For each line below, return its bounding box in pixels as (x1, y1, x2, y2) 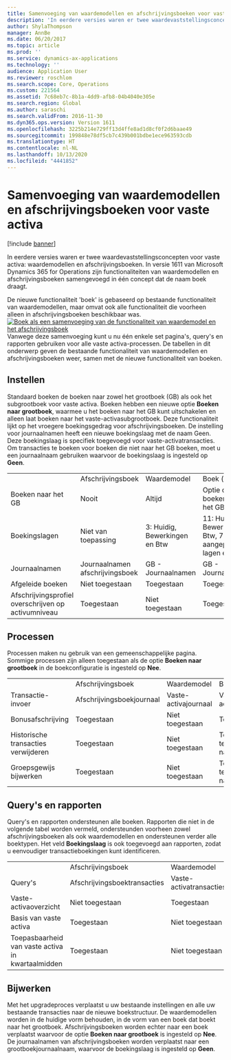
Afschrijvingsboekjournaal (75, 694, 160, 704)
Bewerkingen (145, 530, 188, 540)
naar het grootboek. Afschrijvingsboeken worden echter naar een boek (7, 1022, 208, 1031)
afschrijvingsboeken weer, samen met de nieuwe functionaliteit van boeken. (7, 354, 223, 362)
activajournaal (166, 699, 212, 709)
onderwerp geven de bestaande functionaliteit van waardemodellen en (7, 346, 208, 355)
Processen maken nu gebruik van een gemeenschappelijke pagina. (7, 649, 197, 657)
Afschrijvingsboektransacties (69, 878, 164, 888)
